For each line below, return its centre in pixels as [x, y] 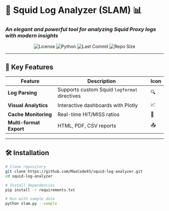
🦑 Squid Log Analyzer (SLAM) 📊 [74, 10]
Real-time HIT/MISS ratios [89, 115]
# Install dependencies [30, 185]
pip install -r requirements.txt [40, 190]
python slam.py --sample [31, 204]
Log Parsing [22, 93]
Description [102, 81]
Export [16, 129]
